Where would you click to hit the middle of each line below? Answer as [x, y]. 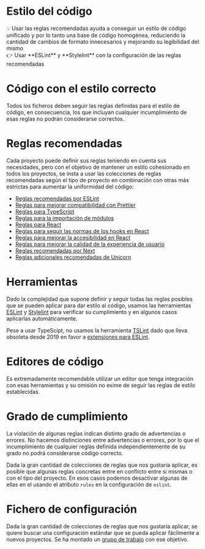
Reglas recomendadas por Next [55, 250]
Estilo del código [50, 11]
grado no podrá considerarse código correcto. [65, 453]
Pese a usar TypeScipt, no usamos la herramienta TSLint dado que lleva [97, 330]
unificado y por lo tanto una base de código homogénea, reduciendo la [96, 35]
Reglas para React [38, 225]
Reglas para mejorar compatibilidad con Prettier [75, 205]
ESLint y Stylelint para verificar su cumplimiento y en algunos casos [92, 312]
